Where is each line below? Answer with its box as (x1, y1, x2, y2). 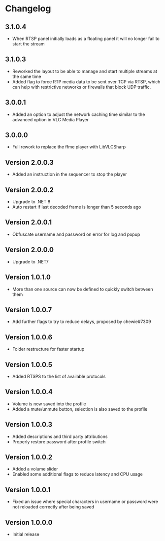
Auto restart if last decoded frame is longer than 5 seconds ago (12, 204, 141, 210)
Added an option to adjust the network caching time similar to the (12, 111, 145, 117)
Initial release (12, 531, 39, 537)
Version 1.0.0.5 (5, 361, 53, 369)
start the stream (12, 41, 45, 47)
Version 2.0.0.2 (5, 185, 54, 194)
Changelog (5, 3, 51, 14)
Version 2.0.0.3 (5, 158, 54, 167)
